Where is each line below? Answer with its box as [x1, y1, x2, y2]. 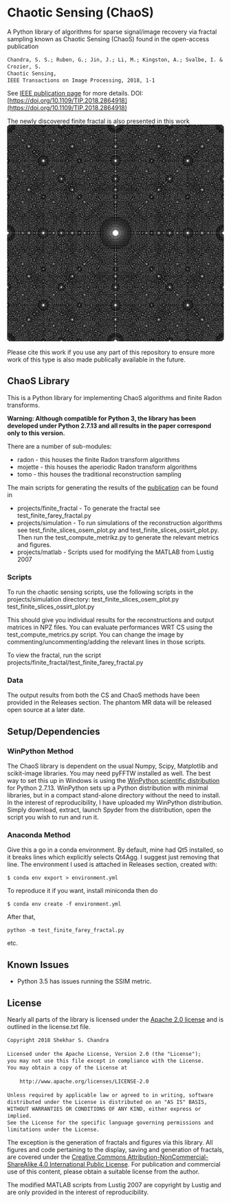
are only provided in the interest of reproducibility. [7, 1188, 149, 1196]
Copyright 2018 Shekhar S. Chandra [7, 1037, 109, 1044]
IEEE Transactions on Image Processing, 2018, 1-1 [7, 77, 155, 84]
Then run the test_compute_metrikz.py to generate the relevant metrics [16, 533, 219, 541]
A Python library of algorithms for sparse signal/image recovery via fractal [7, 27, 217, 36]
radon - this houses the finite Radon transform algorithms [16, 455, 180, 463]
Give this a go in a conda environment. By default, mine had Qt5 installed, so [7, 846, 223, 854]
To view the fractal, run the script [7, 651, 102, 659]
